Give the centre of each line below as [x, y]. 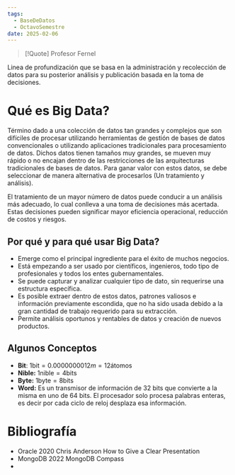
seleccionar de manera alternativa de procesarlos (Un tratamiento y [106, 176]
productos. [33, 326]
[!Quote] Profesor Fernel [60, 54]
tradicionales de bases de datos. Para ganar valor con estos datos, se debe [117, 168]
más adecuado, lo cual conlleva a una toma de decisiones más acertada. [113, 204]
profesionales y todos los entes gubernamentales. [91, 274]
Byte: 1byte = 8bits [46, 380]
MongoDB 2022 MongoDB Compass [71, 458]
